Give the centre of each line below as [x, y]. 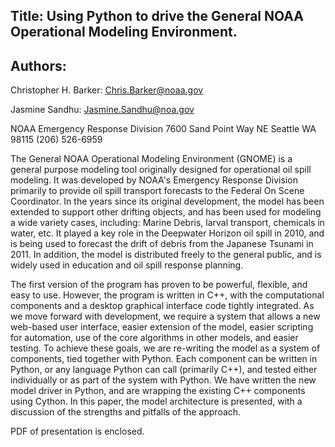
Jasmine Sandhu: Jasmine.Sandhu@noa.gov [102, 110]
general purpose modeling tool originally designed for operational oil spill [161, 170]
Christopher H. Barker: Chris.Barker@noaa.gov [107, 90]
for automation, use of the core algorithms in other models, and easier [154, 338]
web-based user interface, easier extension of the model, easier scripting [162, 327]
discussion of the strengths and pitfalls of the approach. [126, 412]
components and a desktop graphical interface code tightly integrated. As [162, 306]
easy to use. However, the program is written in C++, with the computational [167, 295]
